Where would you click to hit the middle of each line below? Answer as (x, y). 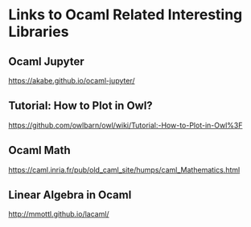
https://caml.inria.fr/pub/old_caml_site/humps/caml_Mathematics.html (124, 169)
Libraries (39, 32)
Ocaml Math (39, 150)
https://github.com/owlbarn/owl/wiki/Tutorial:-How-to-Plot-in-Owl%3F (125, 125)
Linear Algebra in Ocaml (70, 195)
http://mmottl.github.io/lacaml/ (59, 214)
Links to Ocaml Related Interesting (125, 15)
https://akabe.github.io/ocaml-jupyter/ (72, 81)
